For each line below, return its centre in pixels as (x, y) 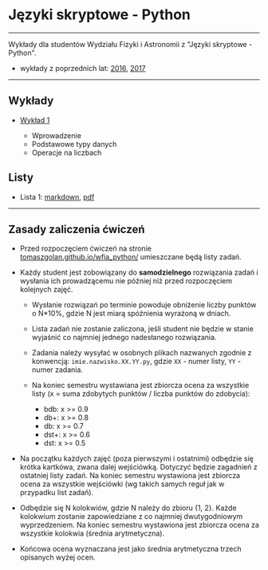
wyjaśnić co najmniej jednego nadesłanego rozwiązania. (124, 338)
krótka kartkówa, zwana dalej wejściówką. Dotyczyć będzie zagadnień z (138, 467)
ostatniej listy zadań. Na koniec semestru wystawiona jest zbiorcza (130, 476)
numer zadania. (57, 370)
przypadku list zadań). (57, 493)
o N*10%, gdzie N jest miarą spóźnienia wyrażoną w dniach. (131, 314)
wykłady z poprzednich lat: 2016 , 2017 (83, 68)
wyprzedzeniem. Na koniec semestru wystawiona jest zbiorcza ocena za (139, 525)
